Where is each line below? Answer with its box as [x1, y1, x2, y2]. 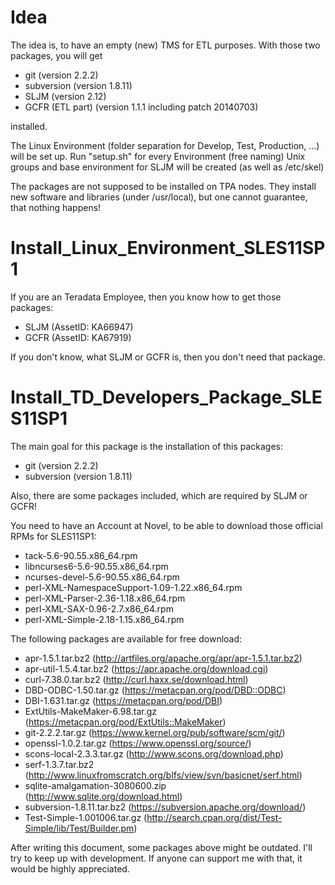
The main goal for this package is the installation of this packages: [10, 440, 284, 452]
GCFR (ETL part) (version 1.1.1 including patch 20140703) [24, 101, 259, 113]
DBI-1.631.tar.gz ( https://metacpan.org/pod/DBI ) [24, 694, 223, 706]
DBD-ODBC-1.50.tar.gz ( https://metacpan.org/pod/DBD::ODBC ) [24, 684, 287, 696]
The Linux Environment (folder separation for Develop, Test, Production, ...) [10, 139, 320, 151]
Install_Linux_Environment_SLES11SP [10, 237, 326, 260]
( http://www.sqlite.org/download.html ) [24, 790, 183, 802]
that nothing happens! [10, 201, 102, 213]
